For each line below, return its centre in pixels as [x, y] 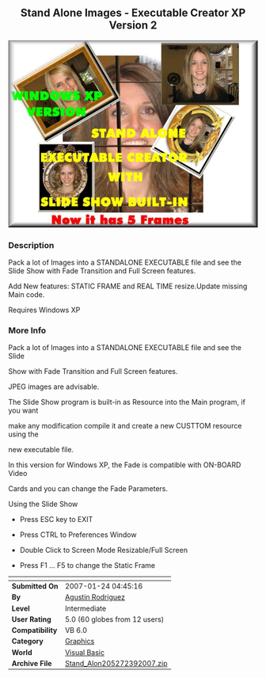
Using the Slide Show [43, 504]
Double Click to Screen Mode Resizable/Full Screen [104, 550]
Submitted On [35, 586]
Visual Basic [85, 652]
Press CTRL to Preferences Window [78, 535]
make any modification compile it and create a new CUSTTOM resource [125, 426]
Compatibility [34, 630]
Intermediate [85, 608]
